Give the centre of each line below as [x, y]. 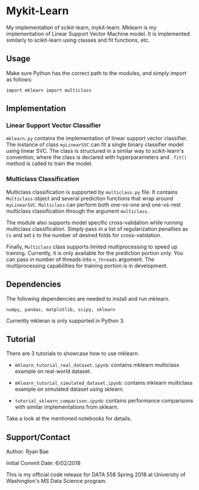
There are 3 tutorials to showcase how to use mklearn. [73, 354]
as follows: [19, 79]
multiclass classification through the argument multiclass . [78, 211]
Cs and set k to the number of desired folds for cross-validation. [84, 235]
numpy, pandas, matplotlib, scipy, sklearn [61, 310]
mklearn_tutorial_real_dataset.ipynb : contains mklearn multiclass [97, 365]
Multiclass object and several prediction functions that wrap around [90, 198]
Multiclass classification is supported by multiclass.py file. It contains [92, 192]
